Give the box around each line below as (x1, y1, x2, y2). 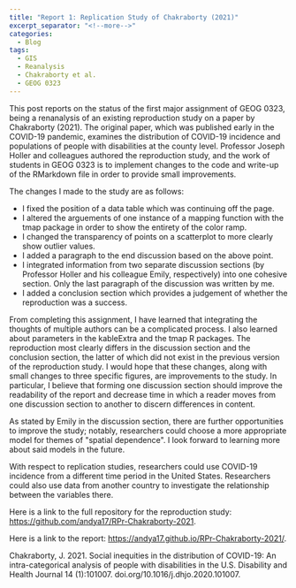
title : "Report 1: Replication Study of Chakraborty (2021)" (9, 12, 239, 22)
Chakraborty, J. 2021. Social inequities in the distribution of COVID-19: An (9, 550, 277, 561)
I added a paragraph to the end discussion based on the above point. (21, 249, 274, 261)
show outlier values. (21, 241, 95, 251)
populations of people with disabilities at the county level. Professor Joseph (9, 141, 285, 151)
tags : (9, 46, 29, 55)
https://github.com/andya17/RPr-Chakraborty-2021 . (9, 515, 197, 526)
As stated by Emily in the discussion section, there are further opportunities (9, 416, 285, 426)
